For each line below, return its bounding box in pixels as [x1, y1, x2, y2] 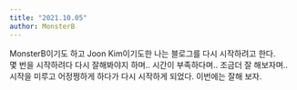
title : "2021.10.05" [9, 13, 88, 23]
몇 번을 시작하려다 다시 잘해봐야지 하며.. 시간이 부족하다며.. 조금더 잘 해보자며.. [9, 59, 289, 70]
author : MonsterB [9, 22, 76, 31]
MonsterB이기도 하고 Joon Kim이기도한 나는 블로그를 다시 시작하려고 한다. [9, 47, 276, 59]
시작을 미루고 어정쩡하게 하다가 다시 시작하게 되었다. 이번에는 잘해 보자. [9, 70, 262, 82]
